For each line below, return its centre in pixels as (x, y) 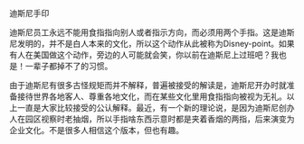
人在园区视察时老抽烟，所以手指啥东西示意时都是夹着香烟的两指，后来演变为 (152, 119)
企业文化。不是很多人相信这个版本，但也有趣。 (96, 130)
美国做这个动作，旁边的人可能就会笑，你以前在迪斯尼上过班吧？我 (156, 55)
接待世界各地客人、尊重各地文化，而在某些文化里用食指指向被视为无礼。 (152, 96)
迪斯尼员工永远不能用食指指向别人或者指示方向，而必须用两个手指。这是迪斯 (152, 32)
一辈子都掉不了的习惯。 (69, 66)
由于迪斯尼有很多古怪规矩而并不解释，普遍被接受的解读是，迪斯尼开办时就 (148, 85)
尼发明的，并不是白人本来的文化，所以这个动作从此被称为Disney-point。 (144, 44)
